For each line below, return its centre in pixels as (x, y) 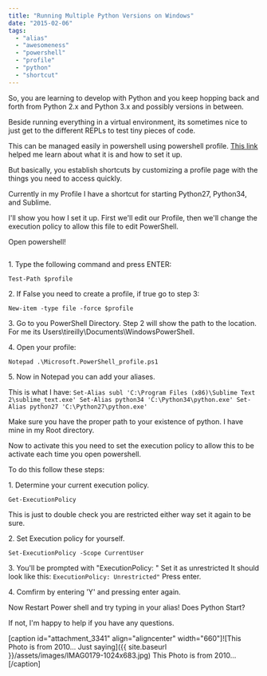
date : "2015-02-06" (41, 23)
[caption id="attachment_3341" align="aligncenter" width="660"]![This (125, 638)
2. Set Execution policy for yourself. (67, 538)
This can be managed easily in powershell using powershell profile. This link (133, 145)
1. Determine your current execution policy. (79, 485)
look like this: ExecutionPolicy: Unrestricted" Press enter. (105, 576)
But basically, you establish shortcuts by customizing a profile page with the (133, 169)
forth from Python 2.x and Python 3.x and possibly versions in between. (126, 106)
